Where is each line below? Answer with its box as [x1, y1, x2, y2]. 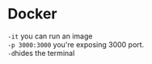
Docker [7, 5, 57, 23]
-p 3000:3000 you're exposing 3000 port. [7, 39, 145, 49]
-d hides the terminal [7, 48, 75, 58]
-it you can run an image [7, 31, 93, 41]
